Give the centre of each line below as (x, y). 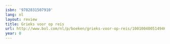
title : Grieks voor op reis (35, 24)
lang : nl (14, 15)
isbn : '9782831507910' (29, 10)
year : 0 (13, 33)
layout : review (21, 19)
